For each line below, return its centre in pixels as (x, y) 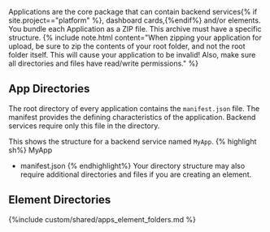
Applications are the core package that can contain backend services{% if (133, 12)
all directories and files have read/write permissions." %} (104, 63)
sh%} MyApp (30, 150)
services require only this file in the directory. (84, 126)
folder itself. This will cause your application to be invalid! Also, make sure (132, 55)
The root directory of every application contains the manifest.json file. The (134, 108)
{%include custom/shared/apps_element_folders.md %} (102, 219)
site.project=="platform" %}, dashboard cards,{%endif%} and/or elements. (135, 20)
